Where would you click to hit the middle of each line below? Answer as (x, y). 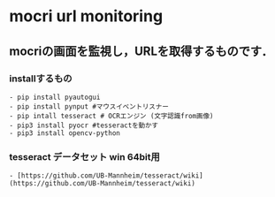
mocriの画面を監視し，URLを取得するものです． (141, 51)
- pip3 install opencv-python (65, 133)
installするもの (41, 79)
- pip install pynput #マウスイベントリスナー (89, 106)
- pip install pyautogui (55, 97)
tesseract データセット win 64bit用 (85, 156)
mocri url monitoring (86, 16)
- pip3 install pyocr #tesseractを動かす (84, 125)
